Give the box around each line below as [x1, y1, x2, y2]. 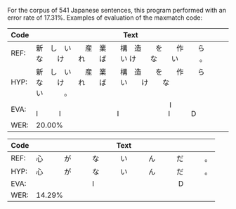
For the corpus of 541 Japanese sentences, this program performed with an [7, 6, 227, 14]
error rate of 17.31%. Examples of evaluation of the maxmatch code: [7, 13, 203, 22]
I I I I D [36, 109, 197, 118]
